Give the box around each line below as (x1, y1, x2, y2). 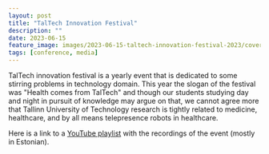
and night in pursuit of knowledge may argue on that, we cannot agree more (8, 97, 259, 105)
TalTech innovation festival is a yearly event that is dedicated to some (8, 71, 238, 80)
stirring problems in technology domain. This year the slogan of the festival (8, 79, 256, 89)
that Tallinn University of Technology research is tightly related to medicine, (8, 105, 258, 114)
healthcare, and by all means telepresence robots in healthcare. (8, 113, 219, 122)
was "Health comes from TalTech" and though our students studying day (8, 88, 250, 97)
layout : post (8, 11, 52, 20)
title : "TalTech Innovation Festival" (8, 19, 138, 27)
